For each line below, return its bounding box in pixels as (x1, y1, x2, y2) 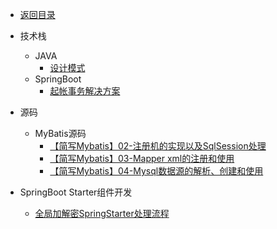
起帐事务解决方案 (49, 85, 121, 97)
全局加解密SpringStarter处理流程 (34, 208, 170, 219)
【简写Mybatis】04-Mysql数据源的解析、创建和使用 (49, 165, 264, 177)
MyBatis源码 (34, 128, 87, 139)
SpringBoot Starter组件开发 (19, 186, 133, 198)
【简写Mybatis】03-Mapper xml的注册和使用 (49, 153, 235, 164)
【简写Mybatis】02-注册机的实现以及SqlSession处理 (49, 140, 267, 152)
